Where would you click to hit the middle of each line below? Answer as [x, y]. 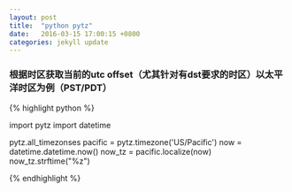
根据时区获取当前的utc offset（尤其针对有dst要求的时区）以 [137, 74]
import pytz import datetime [60, 125]
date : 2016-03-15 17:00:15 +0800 [75, 34]
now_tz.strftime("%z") [50, 161]
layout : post [33, 17]
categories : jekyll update [59, 42]
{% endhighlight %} [45, 178]
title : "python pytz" [51, 26]
